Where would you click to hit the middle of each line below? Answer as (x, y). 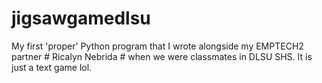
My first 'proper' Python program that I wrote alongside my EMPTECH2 (157, 46)
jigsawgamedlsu (81, 18)
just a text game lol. (52, 67)
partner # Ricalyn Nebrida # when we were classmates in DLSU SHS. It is (162, 56)
